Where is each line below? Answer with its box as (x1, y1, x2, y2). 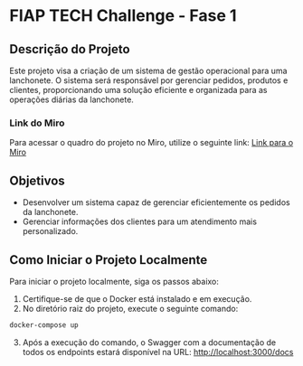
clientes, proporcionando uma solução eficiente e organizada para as (9, 85, 268, 95)
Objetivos (9, 173, 65, 188)
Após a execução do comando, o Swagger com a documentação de (22, 336, 277, 348)
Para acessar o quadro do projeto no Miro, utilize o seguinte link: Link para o (9, 137, 294, 148)
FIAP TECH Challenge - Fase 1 (9, 5, 237, 26)
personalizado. (22, 226, 79, 237)
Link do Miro (9, 117, 65, 129)
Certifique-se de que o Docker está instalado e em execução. (22, 293, 252, 304)
